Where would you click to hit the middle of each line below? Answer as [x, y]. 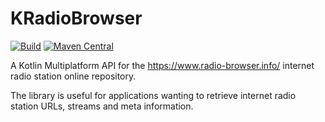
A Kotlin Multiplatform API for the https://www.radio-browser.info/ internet [162, 65]
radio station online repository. [73, 76]
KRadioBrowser [76, 18]
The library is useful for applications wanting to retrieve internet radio [153, 95]
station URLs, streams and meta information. [102, 106]
